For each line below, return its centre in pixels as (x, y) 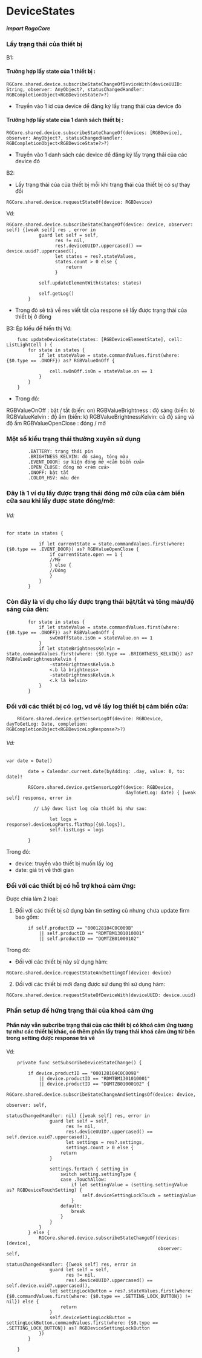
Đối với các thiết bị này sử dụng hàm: (61, 962)
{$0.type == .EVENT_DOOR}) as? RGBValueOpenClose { (73, 549)
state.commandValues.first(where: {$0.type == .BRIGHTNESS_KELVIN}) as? (100, 654)
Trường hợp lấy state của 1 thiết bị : (51, 72)
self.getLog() (56, 293)
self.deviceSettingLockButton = (90, 1317)
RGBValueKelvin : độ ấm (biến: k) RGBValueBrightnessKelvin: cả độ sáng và (100, 416)
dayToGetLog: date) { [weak (161, 793)
